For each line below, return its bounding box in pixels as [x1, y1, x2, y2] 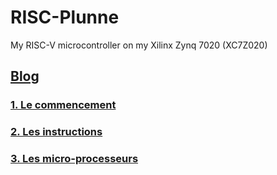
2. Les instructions [10, 125, 103, 139]
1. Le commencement [10, 98, 117, 112]
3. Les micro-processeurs [10, 152, 139, 166]
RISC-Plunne [10, 6, 120, 29]
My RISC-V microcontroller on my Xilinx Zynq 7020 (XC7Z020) [10, 39, 268, 51]
